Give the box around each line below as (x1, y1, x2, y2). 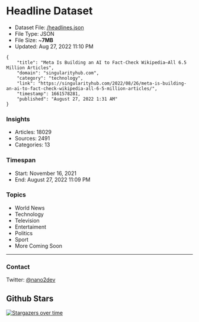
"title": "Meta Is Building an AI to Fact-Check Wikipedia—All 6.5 (17, 60, 187, 65)
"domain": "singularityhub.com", (17, 70, 99, 76)
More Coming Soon (14, 242, 63, 249)
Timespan (6, 156, 36, 164)
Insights (6, 115, 30, 123)
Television (14, 217, 40, 224)
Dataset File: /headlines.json (14, 24, 84, 31)
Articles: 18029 (14, 129, 52, 136)
